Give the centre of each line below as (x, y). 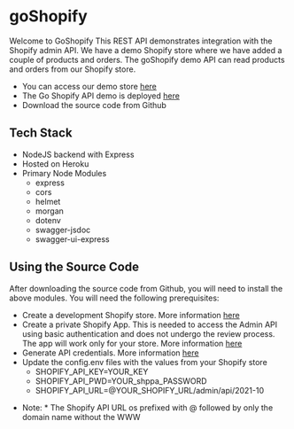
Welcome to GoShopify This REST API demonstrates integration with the (141, 41)
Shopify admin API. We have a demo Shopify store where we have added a (146, 50)
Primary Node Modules (64, 173)
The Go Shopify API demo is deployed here (101, 96)
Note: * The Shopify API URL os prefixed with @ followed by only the (147, 407)
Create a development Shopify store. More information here (131, 315)
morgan (50, 211)
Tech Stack (41, 133)
